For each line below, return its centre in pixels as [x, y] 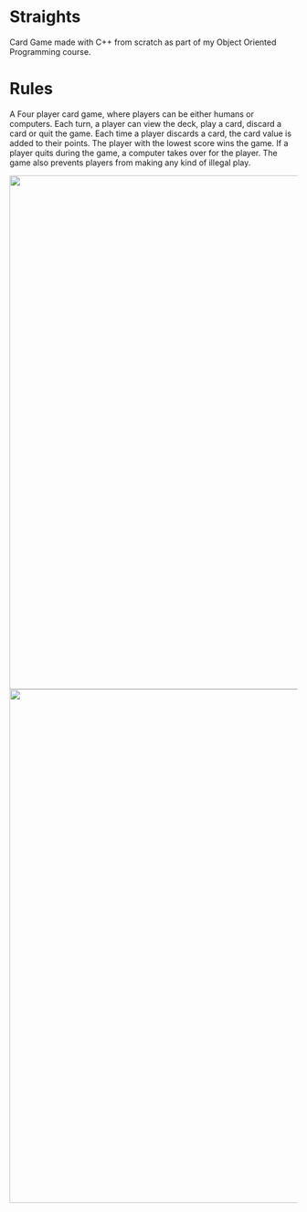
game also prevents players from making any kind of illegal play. [130, 163]
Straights [45, 17]
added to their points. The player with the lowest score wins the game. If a [149, 142]
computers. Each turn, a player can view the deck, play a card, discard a [145, 123]
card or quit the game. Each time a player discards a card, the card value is [151, 133]
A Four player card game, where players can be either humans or [132, 114]
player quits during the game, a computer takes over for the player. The [143, 153]
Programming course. [50, 51]
